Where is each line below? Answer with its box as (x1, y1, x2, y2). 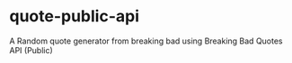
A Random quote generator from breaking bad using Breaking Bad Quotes (9, 35, 283, 46)
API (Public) (9, 44, 54, 55)
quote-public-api (9, 6, 139, 27)
